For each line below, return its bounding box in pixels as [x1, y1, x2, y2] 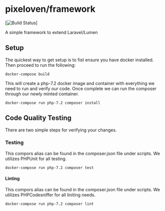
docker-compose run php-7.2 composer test [5, 165, 94, 170]
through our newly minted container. [5, 90, 79, 97]
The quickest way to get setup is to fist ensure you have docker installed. [5, 57, 154, 63]
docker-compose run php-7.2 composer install [5, 100, 100, 105]
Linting [5, 175, 20, 181]
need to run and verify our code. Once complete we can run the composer [5, 85, 157, 91]
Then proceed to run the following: [5, 62, 76, 68]
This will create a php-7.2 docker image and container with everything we [5, 80, 155, 86]
